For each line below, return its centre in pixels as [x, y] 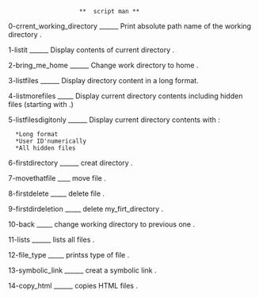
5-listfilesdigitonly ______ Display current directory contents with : [114, 120]
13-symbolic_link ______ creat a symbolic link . [82, 270]
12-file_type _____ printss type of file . [69, 255]
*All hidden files [46, 148]
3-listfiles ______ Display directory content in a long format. [104, 80]
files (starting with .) [41, 104]
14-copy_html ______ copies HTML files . [73, 286]
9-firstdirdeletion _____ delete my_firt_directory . [86, 209]
